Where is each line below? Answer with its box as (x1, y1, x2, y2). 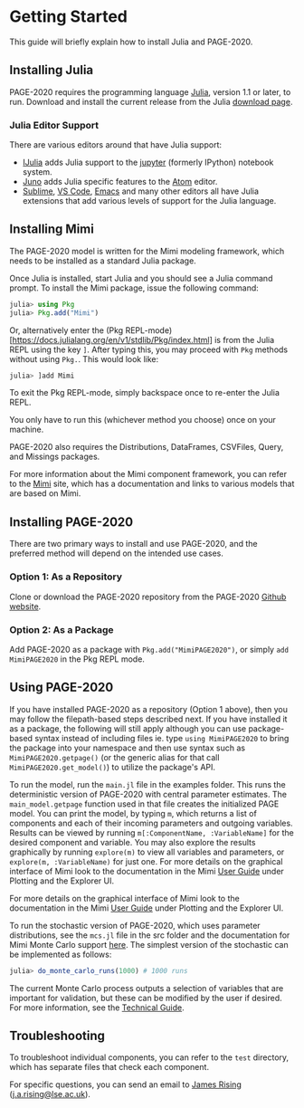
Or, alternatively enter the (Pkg (9, 324, 124, 336)
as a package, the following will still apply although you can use (9, 722, 247, 734)
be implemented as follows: (9, 949, 112, 960)
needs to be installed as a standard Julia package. (9, 255, 196, 266)
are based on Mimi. (9, 488, 81, 499)
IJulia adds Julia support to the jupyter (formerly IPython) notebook (22, 157, 274, 168)
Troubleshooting (9, 1027, 106, 1043)
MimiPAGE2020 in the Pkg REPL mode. (9, 654, 145, 664)
